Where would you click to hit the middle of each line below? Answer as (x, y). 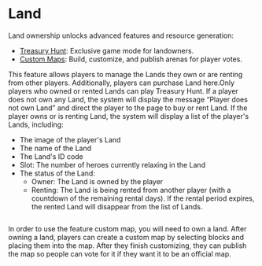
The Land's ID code (52, 156)
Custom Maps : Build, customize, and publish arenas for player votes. (131, 59)
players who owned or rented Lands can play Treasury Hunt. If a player (123, 91)
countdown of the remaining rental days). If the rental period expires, (143, 198)
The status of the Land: (57, 173)
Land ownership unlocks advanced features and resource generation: (121, 35)
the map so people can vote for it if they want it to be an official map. (120, 253)
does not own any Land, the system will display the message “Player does (128, 99)
